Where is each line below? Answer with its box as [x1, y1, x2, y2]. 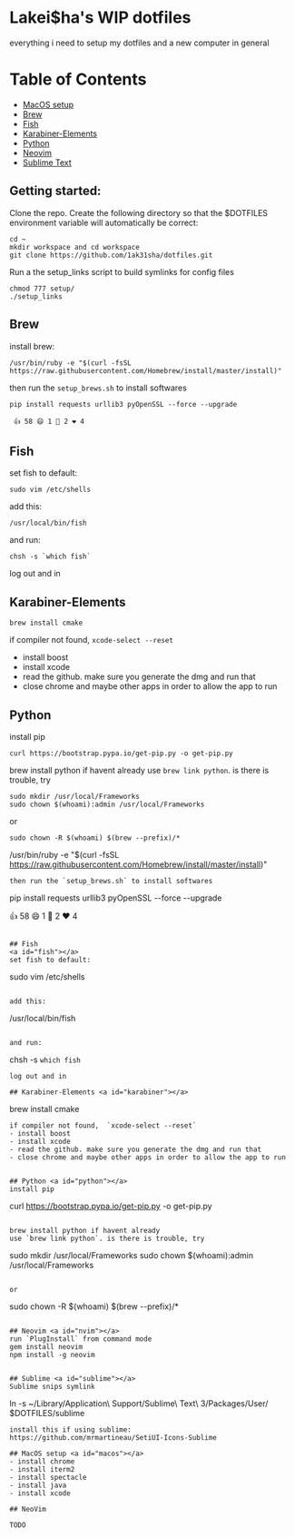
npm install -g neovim [9, 1350, 95, 1359]
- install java [9, 1481, 67, 1490]
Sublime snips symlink [9, 1382, 95, 1391]
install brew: [9, 340, 55, 351]
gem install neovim [9, 1342, 84, 1351]
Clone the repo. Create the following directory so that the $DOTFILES [9, 207, 269, 218]
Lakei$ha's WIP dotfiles [9, 7, 192, 28]
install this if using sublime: [9, 1424, 132, 1434]
